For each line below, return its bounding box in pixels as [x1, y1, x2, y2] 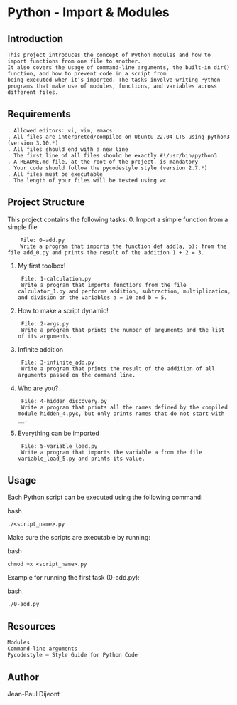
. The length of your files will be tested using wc [7, 177, 167, 184]
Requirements [7, 108, 71, 120]
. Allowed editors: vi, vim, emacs [7, 127, 113, 134]
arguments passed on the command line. [17, 371, 136, 378]
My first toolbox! [17, 261, 66, 270]
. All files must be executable [7, 170, 103, 178]
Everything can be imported [17, 429, 99, 437]
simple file [7, 222, 38, 231]
